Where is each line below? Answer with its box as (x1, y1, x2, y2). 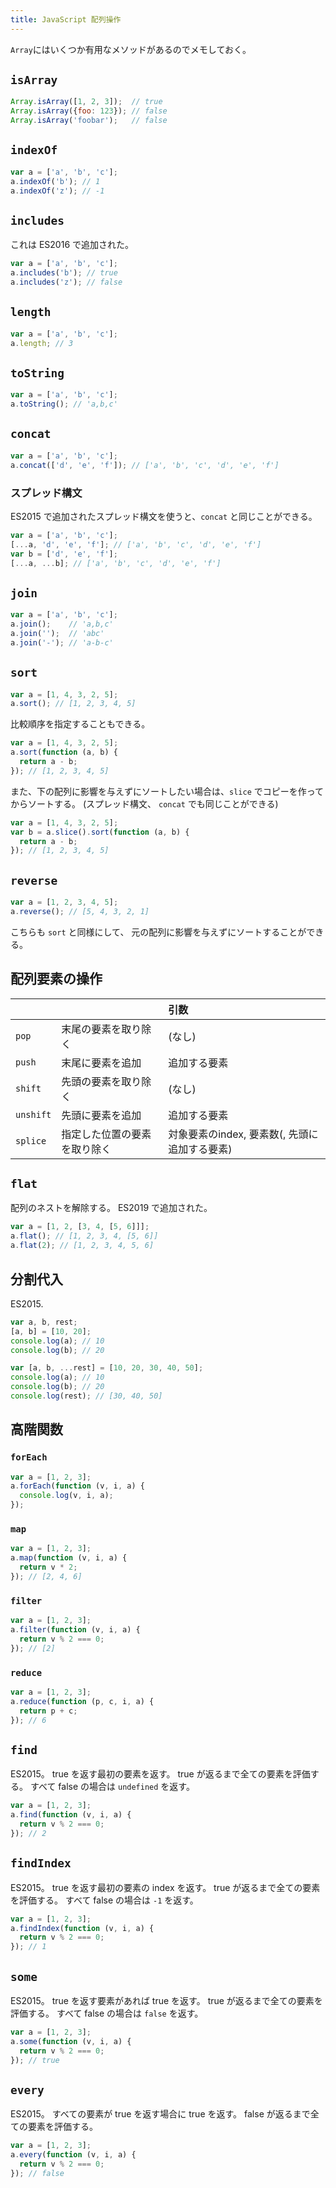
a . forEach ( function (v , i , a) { (10, 1481, 145, 1491)
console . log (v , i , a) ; (19, 1491, 114, 1501)
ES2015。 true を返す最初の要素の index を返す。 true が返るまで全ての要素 (10, 1881, 321, 1893)
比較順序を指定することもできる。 (10, 718, 151, 730)
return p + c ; (19, 1706, 78, 1716)
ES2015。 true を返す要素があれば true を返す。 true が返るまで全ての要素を (10, 1994, 323, 2006)
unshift (15, 1109, 52, 1120)
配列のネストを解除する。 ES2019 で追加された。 (10, 1202, 213, 1214)
